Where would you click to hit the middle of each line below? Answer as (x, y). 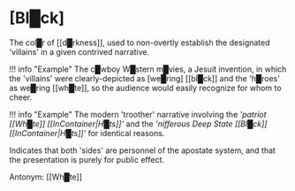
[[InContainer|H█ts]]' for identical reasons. (87, 133)
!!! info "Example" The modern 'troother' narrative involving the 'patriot (138, 114)
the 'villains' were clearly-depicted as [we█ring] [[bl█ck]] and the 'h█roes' (145, 78)
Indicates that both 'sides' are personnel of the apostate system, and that (143, 150)
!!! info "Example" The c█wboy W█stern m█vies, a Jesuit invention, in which (148, 69)
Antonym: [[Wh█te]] (45, 177)
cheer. (21, 97)
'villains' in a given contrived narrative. (79, 51)
